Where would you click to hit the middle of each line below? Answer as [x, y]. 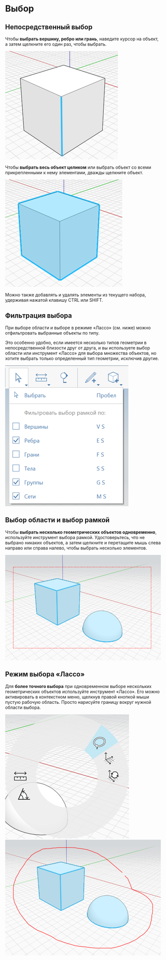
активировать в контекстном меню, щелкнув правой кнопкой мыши [77, 697]
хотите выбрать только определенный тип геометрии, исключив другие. [82, 358]
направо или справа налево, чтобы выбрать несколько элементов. [76, 548]
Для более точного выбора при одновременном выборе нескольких [78, 686]
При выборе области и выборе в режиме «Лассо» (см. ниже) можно [78, 328]
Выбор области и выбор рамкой [57, 520]
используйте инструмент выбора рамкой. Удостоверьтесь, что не [75, 537]
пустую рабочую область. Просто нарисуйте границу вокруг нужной [78, 702]
